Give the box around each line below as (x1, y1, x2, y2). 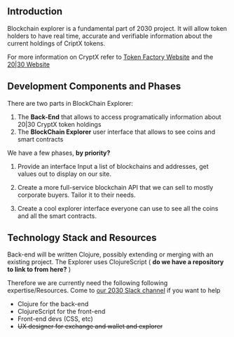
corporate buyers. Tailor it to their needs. (17, 191, 136, 199)
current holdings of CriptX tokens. (7, 39, 106, 48)
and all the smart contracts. (17, 212, 97, 220)
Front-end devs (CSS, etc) (17, 315, 93, 323)
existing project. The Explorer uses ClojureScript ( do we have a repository (7, 258, 224, 266)
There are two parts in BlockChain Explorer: (7, 99, 133, 107)
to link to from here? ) (7, 266, 71, 274)
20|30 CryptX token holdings (17, 120, 102, 128)
